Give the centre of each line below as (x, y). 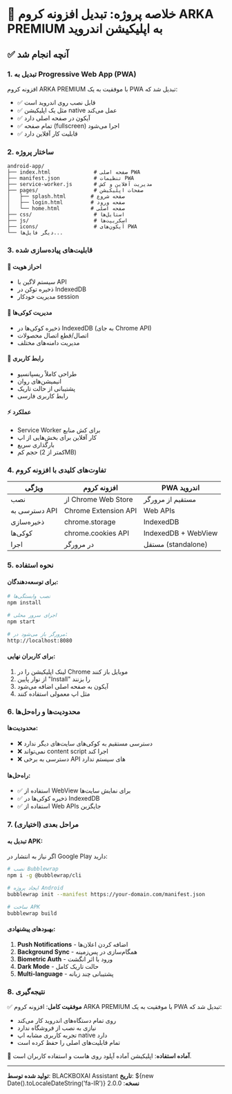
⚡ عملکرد (19, 412)
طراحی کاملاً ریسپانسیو (47, 373)
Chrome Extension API (101, 511)
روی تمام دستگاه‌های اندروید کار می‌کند (67, 1020)
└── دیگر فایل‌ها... (35, 233)
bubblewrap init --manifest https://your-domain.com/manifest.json (106, 894)
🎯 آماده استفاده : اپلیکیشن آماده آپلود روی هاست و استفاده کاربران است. (99, 1056)
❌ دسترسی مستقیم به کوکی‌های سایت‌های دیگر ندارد (85, 743)
